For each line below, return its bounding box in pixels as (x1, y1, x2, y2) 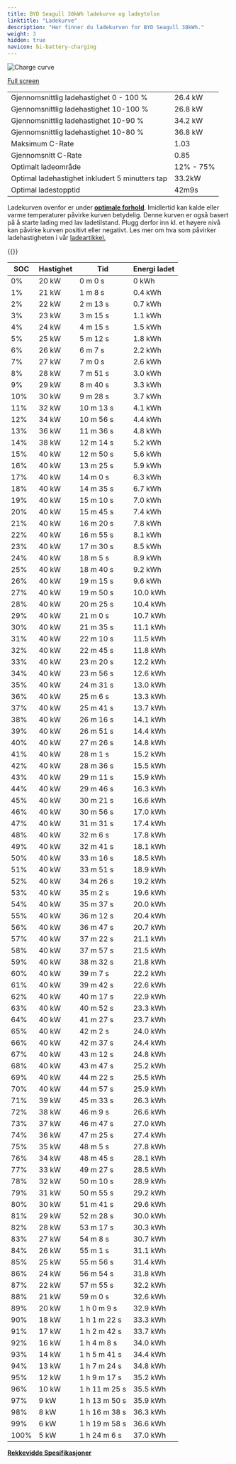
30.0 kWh (133, 1211, 167, 1220)
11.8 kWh (133, 646, 167, 655)
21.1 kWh (133, 934, 167, 943)
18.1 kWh (133, 842, 167, 851)
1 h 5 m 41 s (79, 1350, 122, 1359)
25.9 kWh (133, 1084, 167, 1094)
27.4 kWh (133, 1130, 167, 1140)
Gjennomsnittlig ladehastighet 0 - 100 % (11, 93, 148, 102)
